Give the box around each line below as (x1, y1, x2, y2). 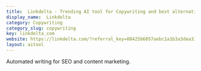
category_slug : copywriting (6, 25, 77, 31)
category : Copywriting (6, 20, 63, 25)
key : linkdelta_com (6, 31, 55, 37)
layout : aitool (6, 42, 44, 48)
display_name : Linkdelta (6, 14, 71, 20)
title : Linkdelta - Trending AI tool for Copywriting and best (6, 8, 170, 15)
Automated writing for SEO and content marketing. (6, 57, 131, 65)
